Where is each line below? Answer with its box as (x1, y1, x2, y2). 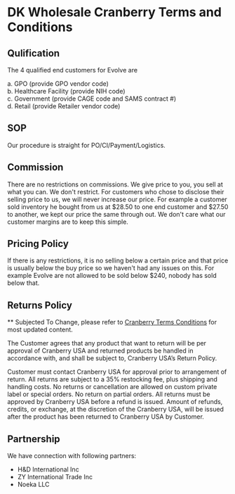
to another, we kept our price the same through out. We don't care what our (7, 210, 226, 218)
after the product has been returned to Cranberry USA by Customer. (7, 412, 205, 421)
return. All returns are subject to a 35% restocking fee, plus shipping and (7, 375, 217, 384)
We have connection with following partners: (7, 452, 137, 460)
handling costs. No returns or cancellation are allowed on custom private (7, 383, 217, 391)
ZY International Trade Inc (17, 473, 93, 481)
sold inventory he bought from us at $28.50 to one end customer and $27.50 (7, 202, 229, 211)
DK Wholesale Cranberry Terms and (7, 4, 222, 20)
